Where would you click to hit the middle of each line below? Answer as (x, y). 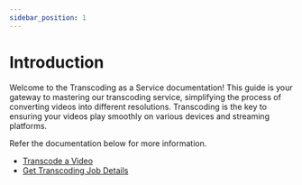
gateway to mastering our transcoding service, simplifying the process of (146, 97)
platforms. (28, 125)
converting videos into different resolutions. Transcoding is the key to (138, 106)
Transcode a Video (57, 161)
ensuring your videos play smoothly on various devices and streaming (140, 116)
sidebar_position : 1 (48, 18)
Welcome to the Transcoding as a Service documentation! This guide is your (151, 88)
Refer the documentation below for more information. (108, 143)
